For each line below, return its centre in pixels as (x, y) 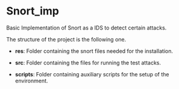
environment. (31, 81)
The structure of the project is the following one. (66, 39)
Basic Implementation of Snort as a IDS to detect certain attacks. (86, 28)
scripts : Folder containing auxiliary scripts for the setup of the (92, 74)
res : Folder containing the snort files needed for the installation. (94, 51)
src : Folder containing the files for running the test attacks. (88, 63)
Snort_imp (33, 11)
